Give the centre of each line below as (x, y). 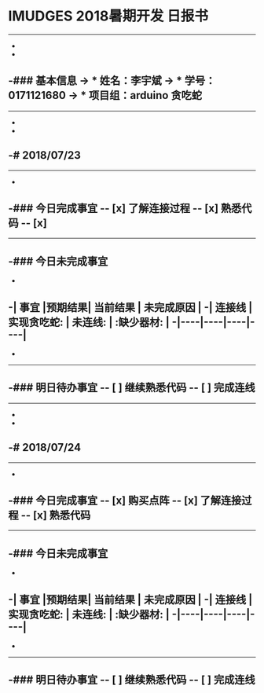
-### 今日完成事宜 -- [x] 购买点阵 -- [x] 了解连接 (125, 501)
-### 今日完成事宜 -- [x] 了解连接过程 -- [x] (113, 208)
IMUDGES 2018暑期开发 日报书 (108, 16)
